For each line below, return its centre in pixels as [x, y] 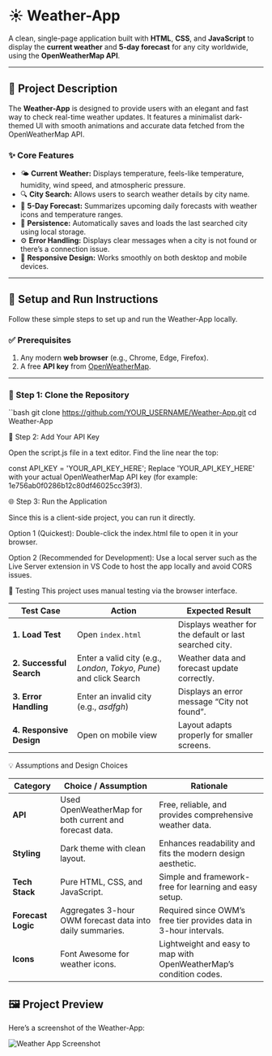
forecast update [208, 669]
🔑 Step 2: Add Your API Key [54, 437]
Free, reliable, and [193, 805]
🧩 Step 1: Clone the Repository [69, 395]
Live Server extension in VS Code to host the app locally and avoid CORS [130, 566]
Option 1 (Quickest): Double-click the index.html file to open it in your [123, 534]
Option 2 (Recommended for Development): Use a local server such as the [133, 558]
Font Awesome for [95, 954]
